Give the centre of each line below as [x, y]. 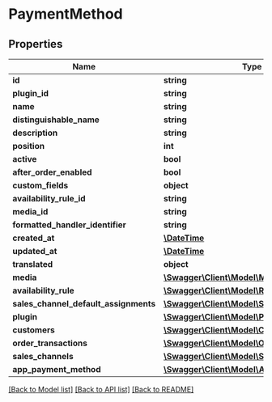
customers [34, 330]
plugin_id [31, 93]
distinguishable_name [56, 120]
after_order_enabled [52, 172]
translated [33, 264]
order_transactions [50, 343]
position [29, 146]
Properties [36, 44]
